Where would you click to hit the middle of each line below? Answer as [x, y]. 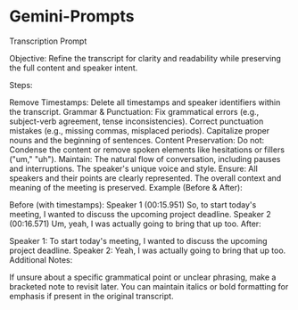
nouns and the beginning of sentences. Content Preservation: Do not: [137, 140]
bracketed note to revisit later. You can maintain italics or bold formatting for [149, 286]
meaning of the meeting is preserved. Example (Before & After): [126, 187]
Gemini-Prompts [72, 16]
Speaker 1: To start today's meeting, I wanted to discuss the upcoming [138, 241]
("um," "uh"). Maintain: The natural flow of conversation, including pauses [145, 159]
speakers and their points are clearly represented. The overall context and [145, 178]
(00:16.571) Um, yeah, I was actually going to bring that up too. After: [135, 224]
